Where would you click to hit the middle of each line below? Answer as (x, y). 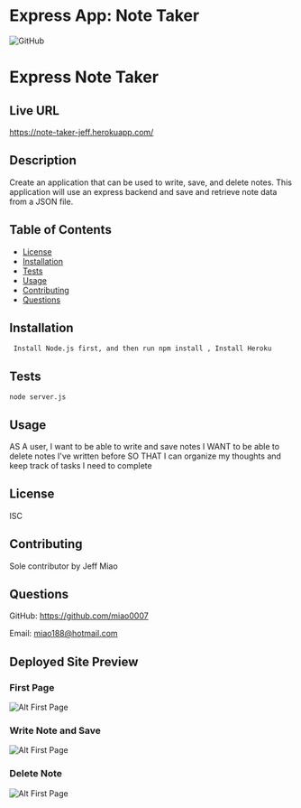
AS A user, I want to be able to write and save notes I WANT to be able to (145, 446)
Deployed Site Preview (74, 661)
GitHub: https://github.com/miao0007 (79, 616)
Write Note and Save (55, 730)
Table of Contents (61, 230)
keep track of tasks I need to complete (81, 465)
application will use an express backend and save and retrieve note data (143, 191)
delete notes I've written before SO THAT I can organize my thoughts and (146, 456)
